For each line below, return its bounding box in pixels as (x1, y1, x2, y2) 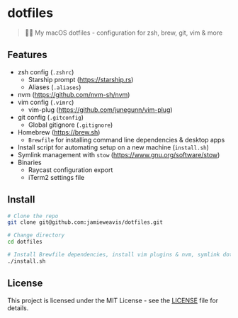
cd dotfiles (7, 239, 42, 246)
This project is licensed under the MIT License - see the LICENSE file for (7, 296, 218, 305)
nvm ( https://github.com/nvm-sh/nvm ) (17, 90, 130, 98)
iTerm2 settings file (28, 173, 85, 181)
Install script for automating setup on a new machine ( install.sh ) (17, 143, 209, 152)
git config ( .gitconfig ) (17, 113, 84, 121)
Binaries (17, 158, 42, 166)
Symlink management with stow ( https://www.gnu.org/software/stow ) (17, 150, 220, 159)
